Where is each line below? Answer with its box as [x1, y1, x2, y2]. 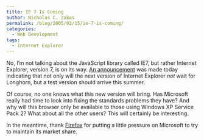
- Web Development [12, 32, 59, 38]
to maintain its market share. [6, 128, 78, 135]
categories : [6, 25, 37, 32]
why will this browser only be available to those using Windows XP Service [6, 103, 194, 110]
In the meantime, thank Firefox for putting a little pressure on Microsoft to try [6, 121, 199, 128]
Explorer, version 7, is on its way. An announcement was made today [6, 65, 178, 73]
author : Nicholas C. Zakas [6, 15, 75, 21]
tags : [6, 37, 20, 43]
